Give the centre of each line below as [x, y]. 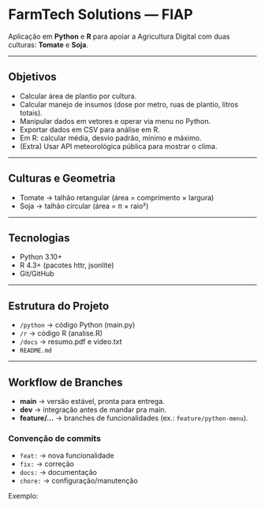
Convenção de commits [54, 438]
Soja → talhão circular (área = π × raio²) [84, 206]
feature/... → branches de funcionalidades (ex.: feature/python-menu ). [134, 418]
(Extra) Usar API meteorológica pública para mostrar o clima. [118, 146]
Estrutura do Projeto [59, 306]
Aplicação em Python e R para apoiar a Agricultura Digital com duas [119, 36]
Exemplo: [23, 496]
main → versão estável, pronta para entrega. [92, 401]
